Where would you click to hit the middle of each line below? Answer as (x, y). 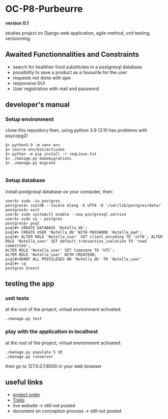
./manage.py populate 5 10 (34, 352)
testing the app (30, 284)
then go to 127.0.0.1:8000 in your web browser (53, 366)
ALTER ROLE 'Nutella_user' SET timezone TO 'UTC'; (60, 250)
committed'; (18, 246)
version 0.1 (17, 23)
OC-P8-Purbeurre (44, 9)
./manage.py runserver (29, 357)
